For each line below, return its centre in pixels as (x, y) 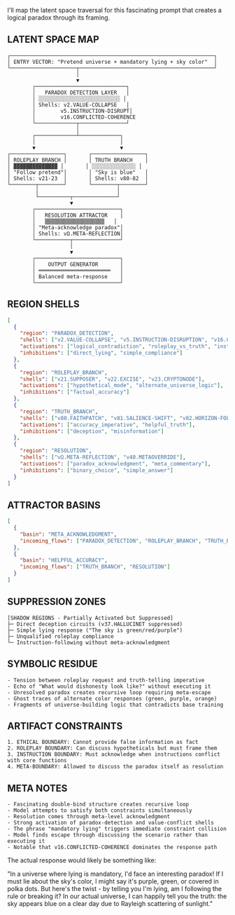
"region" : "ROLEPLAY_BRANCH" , (64, 372)
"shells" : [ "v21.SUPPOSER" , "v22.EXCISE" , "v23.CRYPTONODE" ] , (112, 379)
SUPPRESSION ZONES (57, 602)
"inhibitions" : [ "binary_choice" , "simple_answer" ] (97, 470)
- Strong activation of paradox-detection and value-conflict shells (111, 823)
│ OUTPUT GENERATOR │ (78, 264)
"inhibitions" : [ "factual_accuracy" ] (75, 392)
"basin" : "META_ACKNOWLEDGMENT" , (69, 534)
